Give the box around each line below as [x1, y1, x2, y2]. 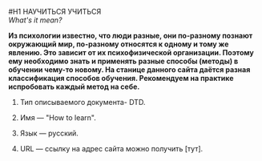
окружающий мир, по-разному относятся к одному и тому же [8, 39, 229, 49]
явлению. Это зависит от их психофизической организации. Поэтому [8, 48, 254, 57]
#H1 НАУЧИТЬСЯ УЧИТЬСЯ [8, 7, 102, 16]
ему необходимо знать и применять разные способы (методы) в [8, 56, 239, 66]
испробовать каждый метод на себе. [8, 82, 140, 91]
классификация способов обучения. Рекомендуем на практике [8, 74, 234, 83]
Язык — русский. [19, 128, 79, 138]
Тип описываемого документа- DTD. [19, 98, 146, 107]
